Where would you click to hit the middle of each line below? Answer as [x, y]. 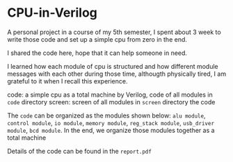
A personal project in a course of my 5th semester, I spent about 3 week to [114, 32]
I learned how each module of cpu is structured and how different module [113, 66]
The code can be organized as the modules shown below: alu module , [106, 115]
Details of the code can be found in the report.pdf [79, 151]
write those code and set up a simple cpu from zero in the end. [97, 39]
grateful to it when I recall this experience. [67, 81]
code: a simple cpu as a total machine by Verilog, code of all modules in [110, 95]
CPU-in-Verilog [52, 13]
